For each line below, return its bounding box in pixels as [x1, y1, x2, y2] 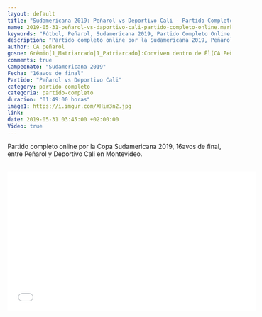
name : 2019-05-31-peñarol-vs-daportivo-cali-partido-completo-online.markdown [7, 23, 246, 30]
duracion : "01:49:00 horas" [7, 96, 91, 104]
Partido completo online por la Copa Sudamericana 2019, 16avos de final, [7, 142, 222, 150]
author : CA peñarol [7, 43, 65, 50]
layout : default [7, 10, 55, 18]
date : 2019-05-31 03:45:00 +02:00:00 [7, 116, 119, 123]
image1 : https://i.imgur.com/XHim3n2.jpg [7, 103, 132, 110]
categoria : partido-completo [7, 89, 94, 96]
